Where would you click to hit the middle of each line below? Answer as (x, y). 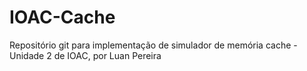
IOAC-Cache (62, 17)
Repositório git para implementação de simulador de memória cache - (153, 45)
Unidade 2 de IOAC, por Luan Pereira (85, 55)
